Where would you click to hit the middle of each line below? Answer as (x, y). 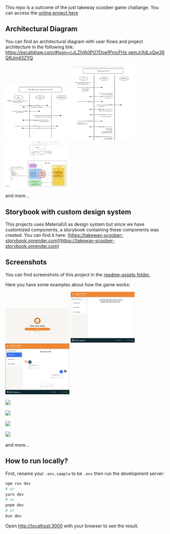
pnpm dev (15, 505)
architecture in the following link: (40, 47)
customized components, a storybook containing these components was (82, 229)
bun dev (14, 516)
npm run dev (18, 483)
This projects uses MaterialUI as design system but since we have (75, 224)
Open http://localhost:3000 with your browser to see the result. (72, 526)
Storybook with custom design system (68, 212)
